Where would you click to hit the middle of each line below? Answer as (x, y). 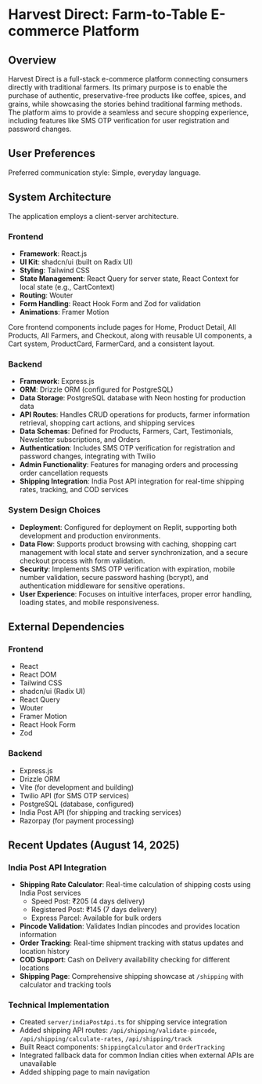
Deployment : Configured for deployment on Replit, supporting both (128, 527)
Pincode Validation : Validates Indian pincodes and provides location (129, 926)
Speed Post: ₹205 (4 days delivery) (88, 901)
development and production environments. (90, 535)
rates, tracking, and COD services (74, 490)
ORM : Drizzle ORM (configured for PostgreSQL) (96, 389)
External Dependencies (66, 627)
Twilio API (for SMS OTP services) (74, 795)
